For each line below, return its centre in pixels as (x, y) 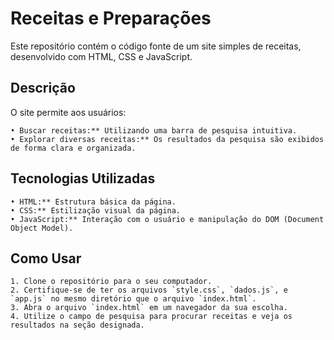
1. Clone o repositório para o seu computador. (111, 282)
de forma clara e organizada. (73, 148)
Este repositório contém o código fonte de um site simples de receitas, (156, 46)
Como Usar (46, 258)
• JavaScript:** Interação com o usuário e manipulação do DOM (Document (167, 219)
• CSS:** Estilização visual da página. (96, 210)
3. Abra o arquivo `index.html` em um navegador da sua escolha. (149, 308)
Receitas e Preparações (111, 18)
